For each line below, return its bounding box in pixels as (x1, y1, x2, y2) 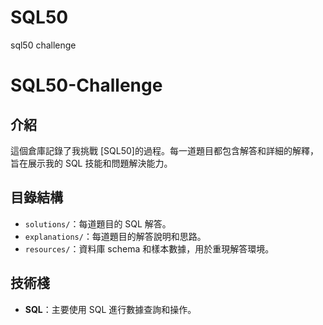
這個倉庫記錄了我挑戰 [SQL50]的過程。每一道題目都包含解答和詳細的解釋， (10, 144, 319, 156)
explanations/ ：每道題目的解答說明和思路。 (24, 230, 207, 242)
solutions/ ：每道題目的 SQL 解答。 (24, 217, 172, 230)
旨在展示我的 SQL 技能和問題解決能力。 (10, 157, 173, 169)
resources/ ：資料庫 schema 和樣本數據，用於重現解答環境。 (24, 242, 275, 255)
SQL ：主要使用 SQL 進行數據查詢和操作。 (24, 303, 197, 315)
